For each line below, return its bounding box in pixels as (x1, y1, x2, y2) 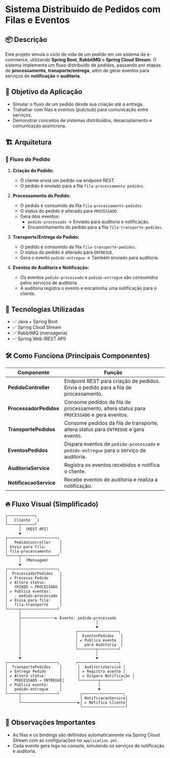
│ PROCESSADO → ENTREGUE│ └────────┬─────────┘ (5, 678, 123, 683)
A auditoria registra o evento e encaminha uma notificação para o (20, 285, 157, 291)
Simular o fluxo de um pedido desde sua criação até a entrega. (12, 101, 144, 107)
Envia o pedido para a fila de (64, 384, 132, 391)
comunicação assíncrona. (12, 123, 67, 129)
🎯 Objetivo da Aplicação (5, 87, 82, 96)
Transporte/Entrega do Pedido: (12, 234, 79, 240)
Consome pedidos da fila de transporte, (64, 419, 158, 427)
